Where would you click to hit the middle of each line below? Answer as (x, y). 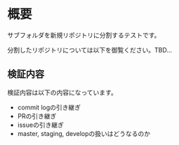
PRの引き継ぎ (37, 116)
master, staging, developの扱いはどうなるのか (84, 133)
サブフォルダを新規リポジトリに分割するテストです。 (84, 35)
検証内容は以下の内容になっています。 (62, 92)
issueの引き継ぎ (41, 125)
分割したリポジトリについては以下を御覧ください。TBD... (90, 50)
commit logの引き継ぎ (49, 107)
